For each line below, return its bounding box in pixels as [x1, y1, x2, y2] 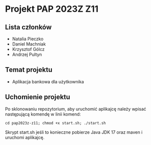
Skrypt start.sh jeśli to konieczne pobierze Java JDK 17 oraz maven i [5, 129, 143, 135]
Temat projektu [5, 66, 53, 74]
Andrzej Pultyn [12, 51, 43, 57]
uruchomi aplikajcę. [5, 134, 45, 140]
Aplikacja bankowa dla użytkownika [12, 78, 84, 84]
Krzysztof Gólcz [12, 47, 45, 52]
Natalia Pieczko [12, 36, 44, 42]
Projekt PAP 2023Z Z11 [5, 3, 99, 15]
